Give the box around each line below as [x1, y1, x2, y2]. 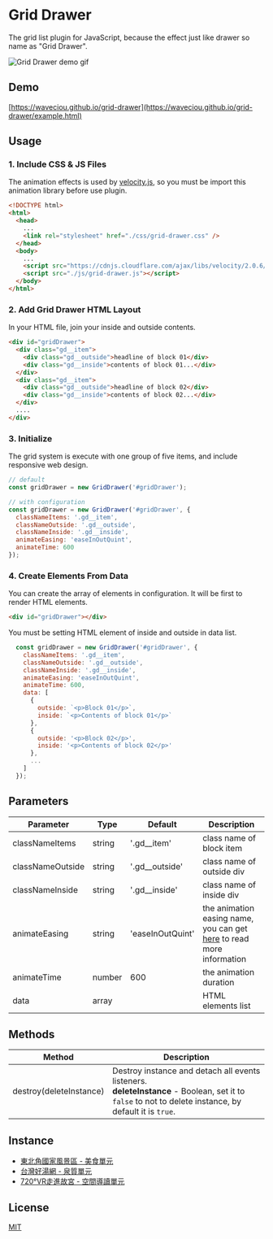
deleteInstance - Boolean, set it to [112, 1085, 245, 1097]
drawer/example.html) [8, 111, 83, 120]
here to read [202, 933, 249, 944]
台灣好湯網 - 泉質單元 [19, 1167, 93, 1176]
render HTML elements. [8, 598, 88, 607]
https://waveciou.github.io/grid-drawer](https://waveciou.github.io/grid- [11, 102, 253, 111]
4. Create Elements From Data [8, 570, 128, 581]
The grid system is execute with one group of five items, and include [8, 451, 238, 461]
